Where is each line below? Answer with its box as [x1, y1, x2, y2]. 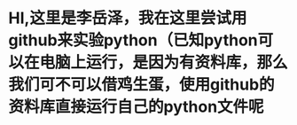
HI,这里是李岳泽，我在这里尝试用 [8, 8, 247, 28]
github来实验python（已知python [8, 30, 258, 51]
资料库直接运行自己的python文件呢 [8, 97, 264, 117]
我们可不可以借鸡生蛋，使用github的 [8, 74, 276, 95]
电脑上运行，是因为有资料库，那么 [39, 52, 289, 73]
